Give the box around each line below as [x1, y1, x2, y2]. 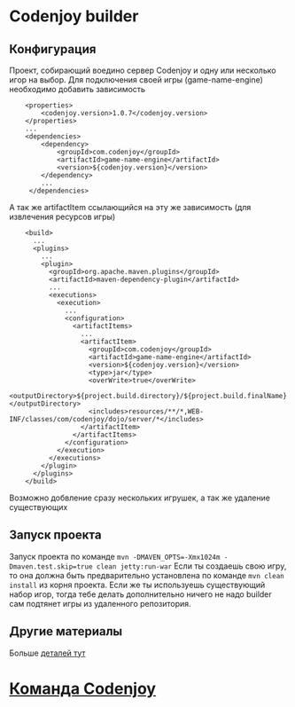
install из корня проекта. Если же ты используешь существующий [9, 579, 266, 590]
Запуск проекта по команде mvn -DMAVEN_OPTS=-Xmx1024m [9, 551, 221, 562]
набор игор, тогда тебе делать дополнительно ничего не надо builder [9, 588, 272, 600]
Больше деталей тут [9, 648, 86, 658]
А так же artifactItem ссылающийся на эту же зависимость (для [9, 202, 252, 212]
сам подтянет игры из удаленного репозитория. [9, 598, 192, 609]
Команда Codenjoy [9, 679, 157, 698]
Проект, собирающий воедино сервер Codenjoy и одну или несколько [9, 65, 276, 75]
